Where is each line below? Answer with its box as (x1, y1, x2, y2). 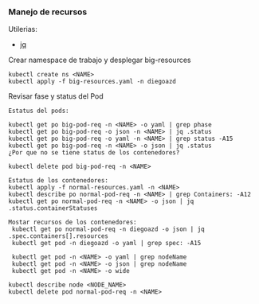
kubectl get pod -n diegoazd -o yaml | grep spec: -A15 (11, 240, 202, 247)
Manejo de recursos (8, 6, 88, 18)
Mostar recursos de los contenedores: (8, 218, 137, 227)
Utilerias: (8, 25, 38, 34)
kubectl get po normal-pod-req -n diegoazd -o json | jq (11, 225, 205, 233)
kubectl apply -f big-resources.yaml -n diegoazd (8, 78, 177, 86)
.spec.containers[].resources (8, 232, 109, 240)
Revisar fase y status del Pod (8, 92, 104, 101)
